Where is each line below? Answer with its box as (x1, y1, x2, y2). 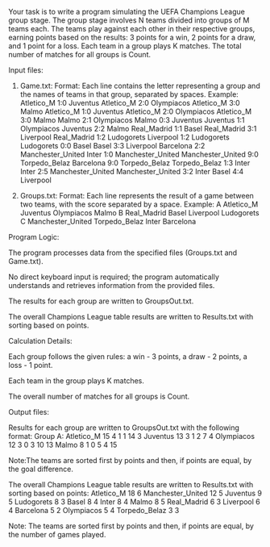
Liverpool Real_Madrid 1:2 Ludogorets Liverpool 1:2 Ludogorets (19, 132, 230, 142)
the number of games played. (8, 530, 106, 539)
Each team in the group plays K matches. (8, 376, 145, 386)
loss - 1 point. (8, 361, 53, 370)
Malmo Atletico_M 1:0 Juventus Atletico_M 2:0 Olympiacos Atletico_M (19, 106, 252, 116)
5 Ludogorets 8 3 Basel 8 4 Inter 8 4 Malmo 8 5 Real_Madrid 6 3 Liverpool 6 (8, 497, 260, 507)
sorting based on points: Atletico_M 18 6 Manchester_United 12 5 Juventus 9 (8, 488, 263, 498)
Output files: (8, 407, 50, 416)
